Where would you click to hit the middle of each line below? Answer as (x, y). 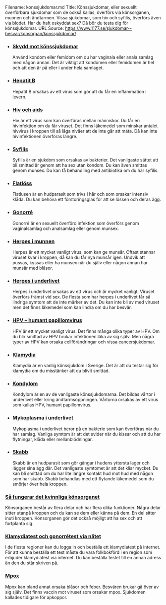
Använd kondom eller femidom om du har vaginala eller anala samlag (83, 57)
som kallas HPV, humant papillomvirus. (52, 405)
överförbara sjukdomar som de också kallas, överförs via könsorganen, (78, 12)
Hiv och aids (28, 110)
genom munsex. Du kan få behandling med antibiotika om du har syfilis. (85, 170)
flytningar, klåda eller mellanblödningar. (53, 439)
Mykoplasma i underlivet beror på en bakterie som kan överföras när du (85, 429)
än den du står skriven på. (32, 563)
